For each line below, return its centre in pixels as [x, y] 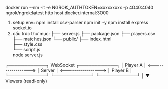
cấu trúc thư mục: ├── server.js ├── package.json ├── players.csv [84, 33]
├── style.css [27, 44]
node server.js [28, 55]
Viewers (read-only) [26, 81]
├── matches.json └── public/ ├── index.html [62, 39]
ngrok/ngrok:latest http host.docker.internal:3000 [57, 13]
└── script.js [26, 50]
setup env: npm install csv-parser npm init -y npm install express [80, 23]
